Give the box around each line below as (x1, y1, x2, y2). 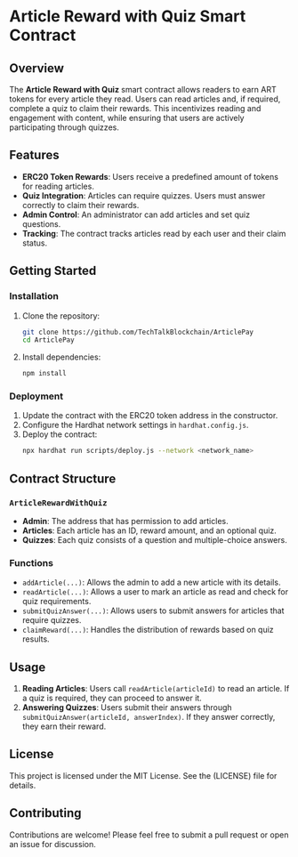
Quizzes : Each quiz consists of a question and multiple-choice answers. (21, 534, 287, 545)
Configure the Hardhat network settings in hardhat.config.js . (21, 420, 249, 431)
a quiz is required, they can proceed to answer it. (21, 692, 202, 704)
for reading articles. (21, 181, 95, 191)
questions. (21, 218, 61, 229)
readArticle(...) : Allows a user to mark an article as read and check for (21, 586, 289, 597)
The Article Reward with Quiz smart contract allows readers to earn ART (9, 85, 278, 94)
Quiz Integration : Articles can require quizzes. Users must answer (21, 190, 266, 201)
